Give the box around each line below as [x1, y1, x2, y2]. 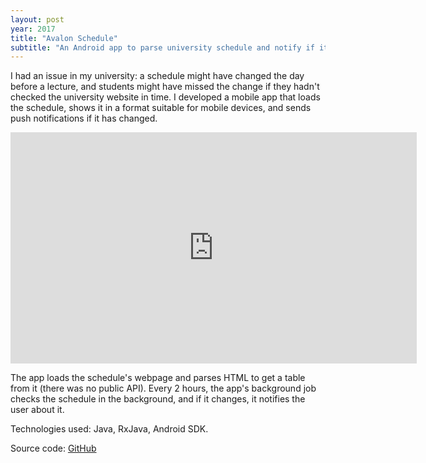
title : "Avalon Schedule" [10, 33, 118, 43]
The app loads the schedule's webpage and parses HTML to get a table [10, 372, 306, 384]
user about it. [10, 404, 65, 416]
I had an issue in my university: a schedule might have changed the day [10, 70, 305, 82]
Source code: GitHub [10, 442, 97, 455]
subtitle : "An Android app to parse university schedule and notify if [10, 42, 315, 53]
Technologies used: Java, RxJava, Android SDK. [10, 423, 209, 435]
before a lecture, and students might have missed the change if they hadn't [10, 81, 320, 93]
